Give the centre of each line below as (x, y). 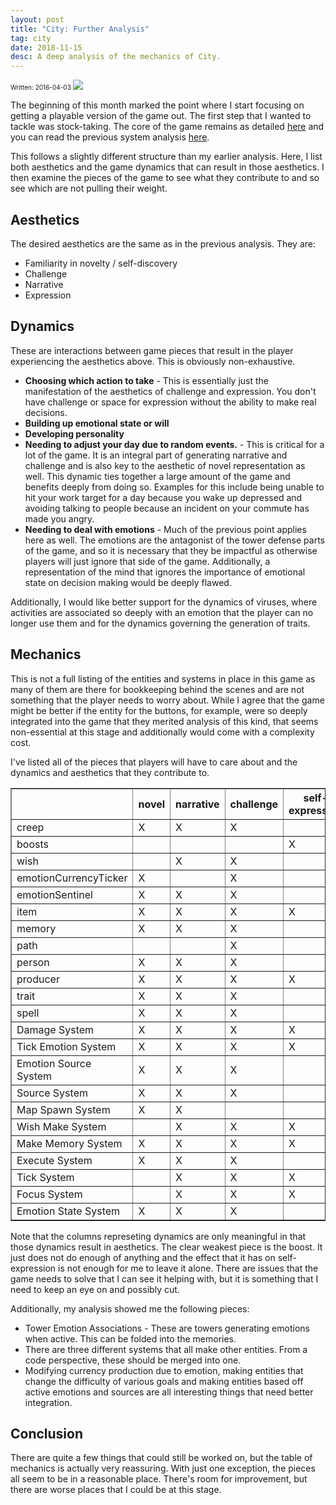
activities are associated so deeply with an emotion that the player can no (162, 612)
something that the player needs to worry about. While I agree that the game (167, 700)
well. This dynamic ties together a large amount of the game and (157, 476)
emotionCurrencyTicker (72, 878)
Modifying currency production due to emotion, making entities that (164, 1370)
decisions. (46, 412)
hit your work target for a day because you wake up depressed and (163, 497)
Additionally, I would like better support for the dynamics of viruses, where (164, 602)
